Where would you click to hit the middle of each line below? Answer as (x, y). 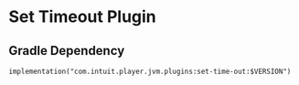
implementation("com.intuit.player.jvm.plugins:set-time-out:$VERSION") (150, 71)
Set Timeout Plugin (82, 17)
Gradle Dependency (67, 51)
